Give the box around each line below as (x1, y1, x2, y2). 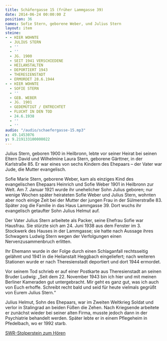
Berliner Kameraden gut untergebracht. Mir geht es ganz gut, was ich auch (5, 279, 159, 285)
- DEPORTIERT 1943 (9, 68, 48, 73)
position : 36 (5, 16, 32, 21)
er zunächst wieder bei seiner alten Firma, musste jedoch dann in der (5, 310, 148, 316)
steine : (5, 30, 21, 35)
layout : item (5, 26, 32, 31)
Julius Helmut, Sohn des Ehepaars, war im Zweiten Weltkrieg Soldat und (5, 299, 154, 305)
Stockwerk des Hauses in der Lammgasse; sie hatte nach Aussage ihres (5, 228, 154, 234)
